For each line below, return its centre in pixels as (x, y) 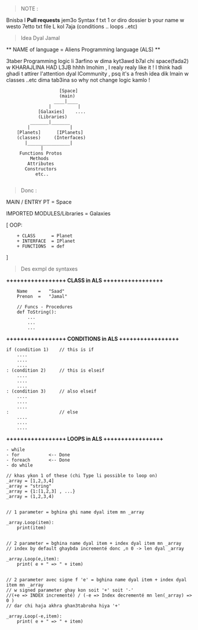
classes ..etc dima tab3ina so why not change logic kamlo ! (78, 80)
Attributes (41, 164)
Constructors (41, 169)
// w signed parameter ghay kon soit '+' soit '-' (70, 590)
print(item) (31, 528)
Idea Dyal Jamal (40, 38)
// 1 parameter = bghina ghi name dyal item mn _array (75, 512)
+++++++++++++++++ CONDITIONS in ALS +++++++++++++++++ (93, 339)
